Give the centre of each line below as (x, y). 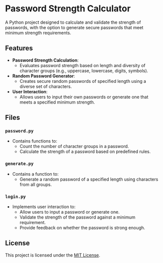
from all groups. (36, 184)
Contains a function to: (35, 174)
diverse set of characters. (46, 86)
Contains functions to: (35, 141)
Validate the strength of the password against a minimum (77, 217)
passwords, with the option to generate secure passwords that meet (74, 27)
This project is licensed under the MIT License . (53, 255)
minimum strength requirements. (38, 33)
